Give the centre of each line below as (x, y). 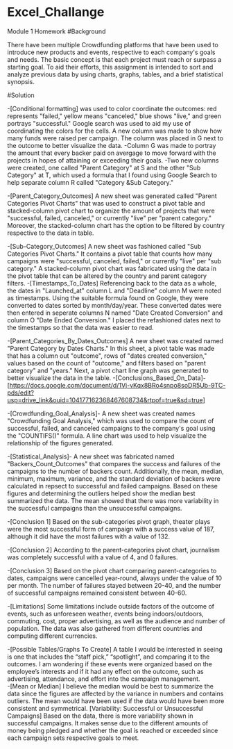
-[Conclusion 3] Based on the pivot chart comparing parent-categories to (112, 570)
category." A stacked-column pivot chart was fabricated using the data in (112, 268)
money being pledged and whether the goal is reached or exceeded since (113, 730)
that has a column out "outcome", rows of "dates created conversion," (107, 356)
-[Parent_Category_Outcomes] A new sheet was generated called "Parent (112, 196)
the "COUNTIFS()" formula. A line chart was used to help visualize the (107, 436)
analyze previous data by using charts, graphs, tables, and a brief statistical (115, 74)
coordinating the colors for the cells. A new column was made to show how (115, 131)
